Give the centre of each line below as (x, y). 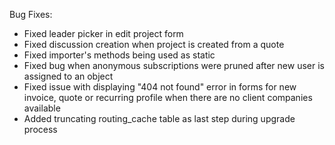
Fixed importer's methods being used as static (119, 55)
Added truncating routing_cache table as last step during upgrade (159, 118)
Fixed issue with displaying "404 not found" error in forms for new (160, 87)
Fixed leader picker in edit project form (103, 33)
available (42, 108)
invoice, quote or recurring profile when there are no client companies (168, 97)
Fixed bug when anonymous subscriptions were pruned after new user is (174, 65)
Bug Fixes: (31, 14)
